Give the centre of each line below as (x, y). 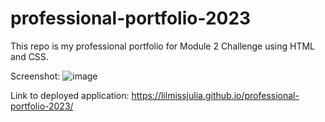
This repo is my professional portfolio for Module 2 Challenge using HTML (163, 46)
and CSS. (29, 56)
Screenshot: (35, 76)
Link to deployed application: (70, 95)
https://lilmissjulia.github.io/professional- (215, 95)
